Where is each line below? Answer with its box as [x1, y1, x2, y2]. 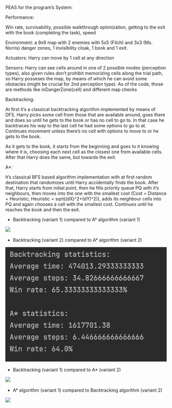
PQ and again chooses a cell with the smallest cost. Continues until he [5, 201, 154, 207]
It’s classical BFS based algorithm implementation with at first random [5, 174, 153, 180]
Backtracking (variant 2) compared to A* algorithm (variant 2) [12, 237, 142, 243]
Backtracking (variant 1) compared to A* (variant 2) [12, 367, 121, 373]
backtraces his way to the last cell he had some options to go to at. [5, 123, 147, 128]
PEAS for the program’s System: [5, 5, 73, 10]
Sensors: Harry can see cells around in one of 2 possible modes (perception [5, 65, 166, 71]
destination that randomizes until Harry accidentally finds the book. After [5, 179, 159, 186]
